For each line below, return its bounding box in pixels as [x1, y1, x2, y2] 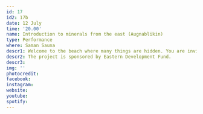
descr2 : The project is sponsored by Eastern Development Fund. [6, 54, 172, 60]
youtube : [6, 93, 28, 99]
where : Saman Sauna [6, 43, 56, 49]
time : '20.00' [6, 25, 42, 32]
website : [6, 87, 28, 93]
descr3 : [6, 59, 26, 65]
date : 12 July [6, 20, 42, 26]
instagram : [6, 82, 34, 88]
